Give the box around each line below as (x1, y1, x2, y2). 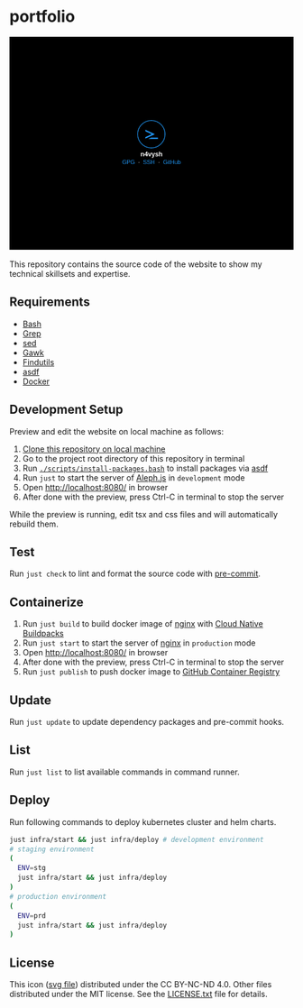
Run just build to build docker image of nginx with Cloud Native (22, 619, 263, 629)
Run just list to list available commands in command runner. (9, 766, 241, 777)
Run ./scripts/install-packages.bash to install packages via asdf (22, 463, 269, 473)
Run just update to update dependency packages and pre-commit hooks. (9, 717, 285, 727)
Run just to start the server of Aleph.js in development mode (22, 472, 245, 483)
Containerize (9, 594, 84, 609)
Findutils (22, 356, 55, 367)
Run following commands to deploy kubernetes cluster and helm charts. (9, 816, 277, 827)
